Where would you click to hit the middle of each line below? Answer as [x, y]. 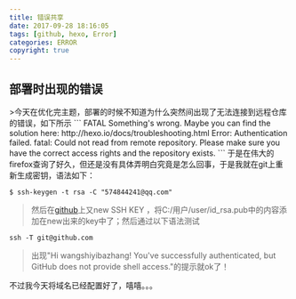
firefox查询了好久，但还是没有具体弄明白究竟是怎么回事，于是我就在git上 [142, 164]
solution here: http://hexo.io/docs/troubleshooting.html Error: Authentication [148, 133]
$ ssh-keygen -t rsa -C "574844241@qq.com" [91, 192]
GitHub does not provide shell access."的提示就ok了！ [130, 266]
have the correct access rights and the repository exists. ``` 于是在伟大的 [142, 153]
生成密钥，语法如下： [56, 175]
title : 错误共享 [36, 17]
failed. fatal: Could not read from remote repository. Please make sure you [145, 142]
